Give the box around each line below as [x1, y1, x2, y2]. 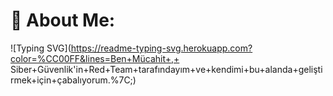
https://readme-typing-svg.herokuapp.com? [70, 42, 253, 54]
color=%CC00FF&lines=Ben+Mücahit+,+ [10, 52, 180, 64]
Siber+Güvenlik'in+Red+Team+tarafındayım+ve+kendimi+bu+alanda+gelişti [10, 63, 323, 75]
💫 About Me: [10, 9, 116, 32]
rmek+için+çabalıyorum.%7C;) [10, 74, 137, 86]
